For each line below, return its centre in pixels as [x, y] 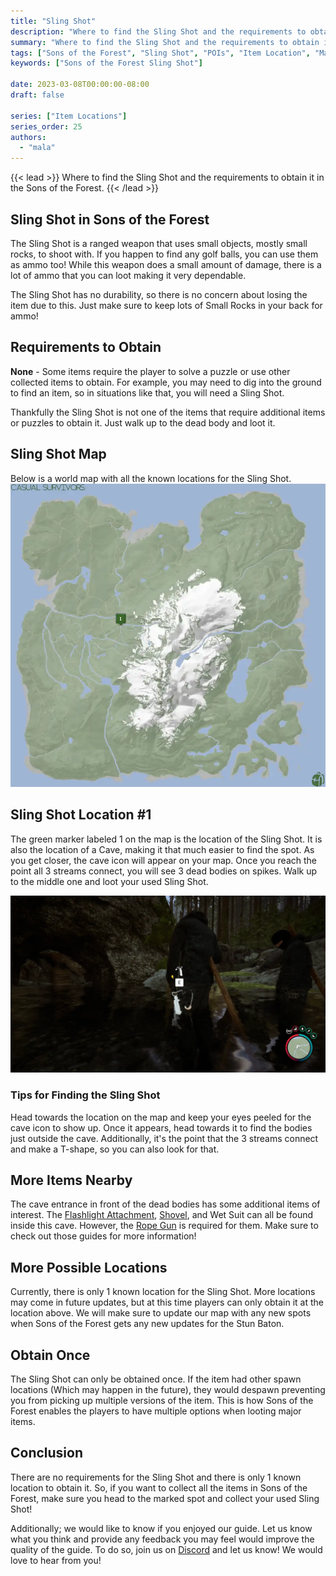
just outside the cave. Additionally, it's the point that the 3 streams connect [164, 1138]
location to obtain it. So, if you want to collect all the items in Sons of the [159, 1487]
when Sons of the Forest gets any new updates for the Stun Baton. [147, 1324]
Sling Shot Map [58, 454]
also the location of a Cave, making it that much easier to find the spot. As [162, 849]
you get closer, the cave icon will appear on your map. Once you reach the [164, 860]
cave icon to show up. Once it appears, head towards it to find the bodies [161, 1127]
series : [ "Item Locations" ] [69, 116]
